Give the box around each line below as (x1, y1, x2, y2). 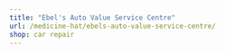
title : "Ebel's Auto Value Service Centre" (9, 13, 176, 22)
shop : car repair (9, 30, 75, 39)
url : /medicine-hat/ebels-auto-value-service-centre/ (9, 22, 217, 31)
